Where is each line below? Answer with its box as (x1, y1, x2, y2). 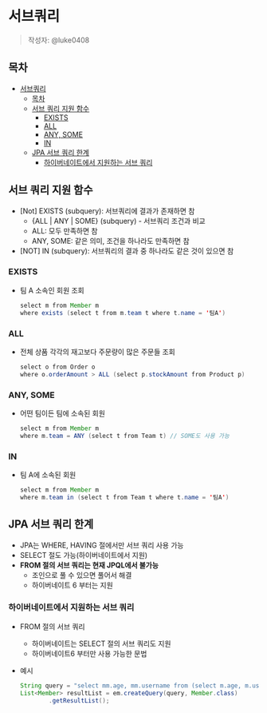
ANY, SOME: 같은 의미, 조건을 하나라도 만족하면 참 (31, 236, 190, 245)
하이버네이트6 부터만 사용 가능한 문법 (31, 648, 147, 658)
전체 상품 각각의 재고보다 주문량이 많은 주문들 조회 (19, 347, 175, 356)
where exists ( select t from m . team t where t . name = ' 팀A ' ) (19, 309, 226, 317)
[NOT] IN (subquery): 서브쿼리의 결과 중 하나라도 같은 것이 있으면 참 (19, 245, 234, 256)
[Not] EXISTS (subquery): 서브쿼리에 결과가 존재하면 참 (19, 205, 195, 216)
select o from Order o (19, 363, 96, 371)
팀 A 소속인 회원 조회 (19, 285, 85, 295)
